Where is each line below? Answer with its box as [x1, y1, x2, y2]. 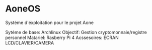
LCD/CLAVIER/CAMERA [5, 39, 54, 45]
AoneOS [5, 3, 41, 14]
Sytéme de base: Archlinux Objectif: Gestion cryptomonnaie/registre [5, 29, 147, 35]
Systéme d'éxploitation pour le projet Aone [5, 19, 94, 25]
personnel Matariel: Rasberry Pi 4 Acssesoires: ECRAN [5, 34, 119, 40]
